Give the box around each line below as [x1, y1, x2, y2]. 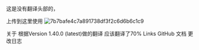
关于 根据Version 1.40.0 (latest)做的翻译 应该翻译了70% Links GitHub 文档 [6, 30, 186, 37]
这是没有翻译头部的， [6, 5, 58, 12]
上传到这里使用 [6, 18, 43, 25]
